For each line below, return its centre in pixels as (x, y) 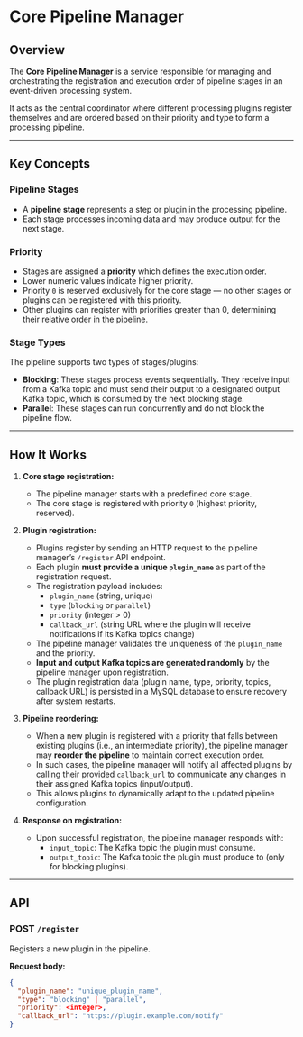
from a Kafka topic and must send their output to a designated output (151, 389)
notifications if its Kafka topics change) (122, 634)
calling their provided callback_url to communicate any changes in (161, 774)
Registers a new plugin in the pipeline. (80, 949)
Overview (37, 50)
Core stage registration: (68, 477)
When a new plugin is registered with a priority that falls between (156, 736)
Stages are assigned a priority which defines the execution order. (145, 271)
